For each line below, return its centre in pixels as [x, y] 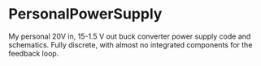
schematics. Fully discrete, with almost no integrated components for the [130, 44]
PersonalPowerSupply [85, 14]
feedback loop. [34, 53]
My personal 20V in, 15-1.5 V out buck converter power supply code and [130, 36]
